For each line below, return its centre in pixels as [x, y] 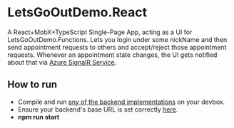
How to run [32, 85]
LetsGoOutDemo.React [77, 12]
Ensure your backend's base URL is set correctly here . [98, 109]
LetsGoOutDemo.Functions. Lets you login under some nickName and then [117, 39]
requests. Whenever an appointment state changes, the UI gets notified [112, 55]
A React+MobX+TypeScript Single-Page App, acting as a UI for [100, 32]
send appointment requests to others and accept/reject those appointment [117, 47]
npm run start [39, 117]
